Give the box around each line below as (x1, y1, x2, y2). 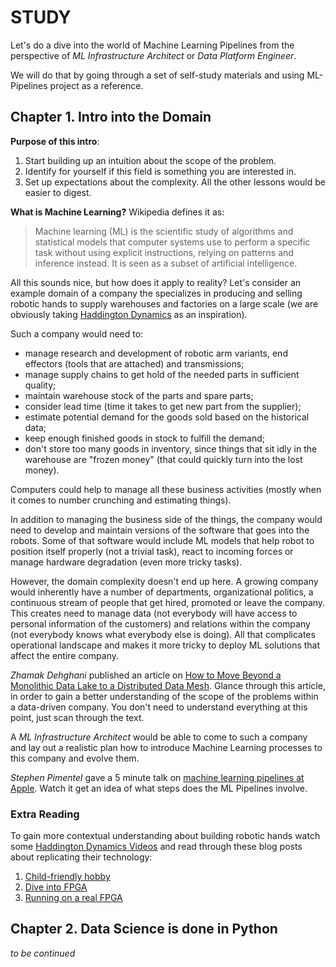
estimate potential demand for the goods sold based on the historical (24, 411, 310, 423)
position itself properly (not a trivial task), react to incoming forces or (10, 545, 294, 557)
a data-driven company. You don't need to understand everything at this (10, 701, 308, 713)
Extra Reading (10, 807, 80, 821)
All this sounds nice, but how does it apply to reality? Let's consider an (10, 276, 302, 288)
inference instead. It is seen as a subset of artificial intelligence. (34, 257, 298, 269)
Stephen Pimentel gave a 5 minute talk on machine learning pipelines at (10, 771, 305, 783)
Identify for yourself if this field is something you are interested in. (24, 165, 297, 177)
